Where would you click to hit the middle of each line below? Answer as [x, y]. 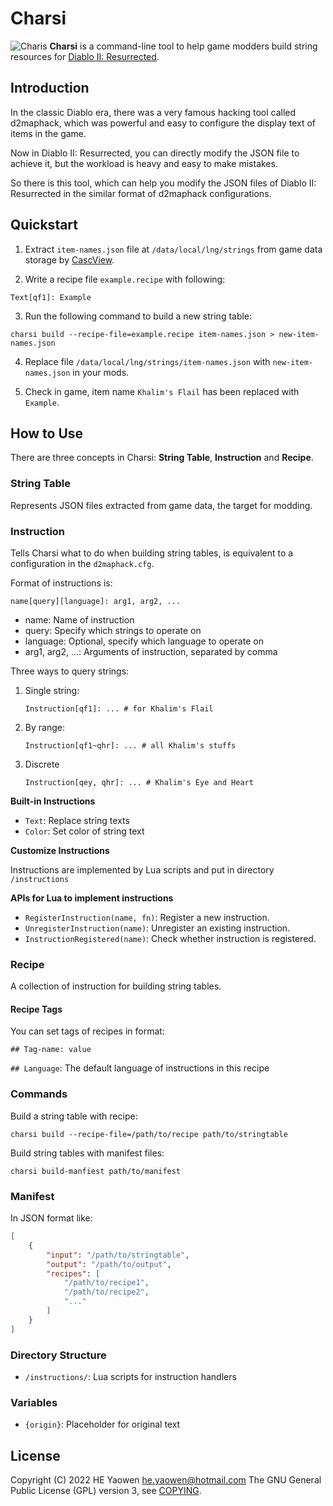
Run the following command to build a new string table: [138, 316]
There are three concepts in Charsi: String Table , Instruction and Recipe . [162, 458]
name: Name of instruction [79, 619]
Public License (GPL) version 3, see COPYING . [106, 1491]
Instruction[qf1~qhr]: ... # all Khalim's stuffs [130, 745]
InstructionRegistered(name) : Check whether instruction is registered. [170, 938]
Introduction [50, 88]
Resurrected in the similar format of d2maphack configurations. [141, 193]
